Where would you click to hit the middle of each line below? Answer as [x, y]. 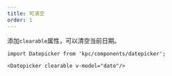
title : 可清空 [26, 13]
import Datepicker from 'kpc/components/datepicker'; [87, 54]
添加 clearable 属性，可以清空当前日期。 [64, 40]
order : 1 [20, 20]
